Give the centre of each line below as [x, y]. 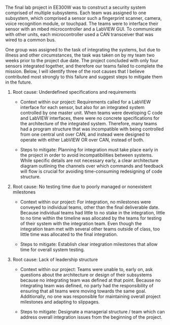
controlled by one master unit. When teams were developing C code [91, 113]
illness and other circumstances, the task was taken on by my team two [80, 55]
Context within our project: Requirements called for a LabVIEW [86, 102]
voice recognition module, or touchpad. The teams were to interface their [82, 23]
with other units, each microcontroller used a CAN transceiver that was [79, 34]
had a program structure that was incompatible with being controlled [92, 129]
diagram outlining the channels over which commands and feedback [92, 166]
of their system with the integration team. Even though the [81, 223]
